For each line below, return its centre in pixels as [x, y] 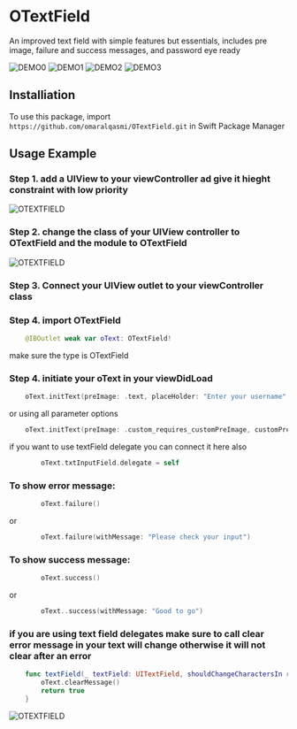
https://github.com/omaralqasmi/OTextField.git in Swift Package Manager [147, 126]
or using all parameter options [64, 414]
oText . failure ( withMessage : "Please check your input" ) [146, 537]
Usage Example [53, 153]
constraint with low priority [69, 190]
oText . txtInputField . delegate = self [110, 463]
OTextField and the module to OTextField [98, 243]
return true [63, 691]
